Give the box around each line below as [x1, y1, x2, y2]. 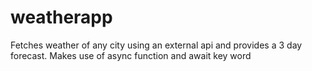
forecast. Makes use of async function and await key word [10, 49, 252, 61]
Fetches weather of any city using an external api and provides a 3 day [10, 39, 303, 51]
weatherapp [10, 6, 113, 29]
